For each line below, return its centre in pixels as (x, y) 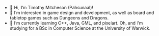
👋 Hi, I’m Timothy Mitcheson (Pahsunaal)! (51, 8)
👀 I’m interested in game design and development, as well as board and (82, 13)
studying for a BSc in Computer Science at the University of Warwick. (80, 28)
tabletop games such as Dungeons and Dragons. (59, 18)
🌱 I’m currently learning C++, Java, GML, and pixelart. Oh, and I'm (76, 23)
